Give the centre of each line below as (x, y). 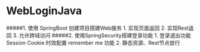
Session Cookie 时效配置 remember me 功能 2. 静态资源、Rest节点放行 (93, 43)
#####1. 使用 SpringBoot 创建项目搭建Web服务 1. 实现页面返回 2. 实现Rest (98, 28)
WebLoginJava (44, 11)
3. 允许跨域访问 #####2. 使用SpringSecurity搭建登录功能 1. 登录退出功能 (102, 35)
